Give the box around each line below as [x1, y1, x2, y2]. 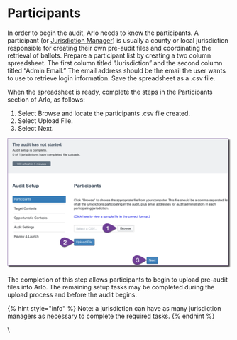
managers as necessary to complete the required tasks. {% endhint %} [7, 312, 215, 321]
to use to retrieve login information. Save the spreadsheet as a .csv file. [7, 73, 216, 83]
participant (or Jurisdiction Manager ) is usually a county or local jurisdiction [7, 36, 228, 44]
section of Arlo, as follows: [7, 95, 85, 104]
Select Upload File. [17, 116, 73, 125]
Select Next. [17, 124, 54, 132]
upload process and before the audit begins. [7, 290, 137, 299]
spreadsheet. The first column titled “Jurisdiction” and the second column [7, 58, 223, 67]
